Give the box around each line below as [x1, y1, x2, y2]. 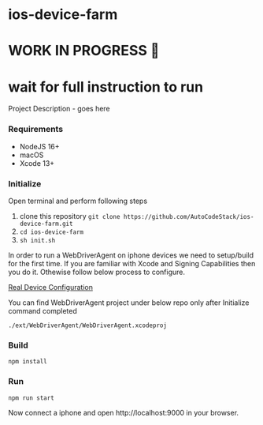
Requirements [8, 124, 64, 135]
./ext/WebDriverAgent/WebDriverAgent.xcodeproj [8, 322, 168, 329]
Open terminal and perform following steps [8, 196, 148, 205]
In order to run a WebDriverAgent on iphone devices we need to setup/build [8, 250, 254, 260]
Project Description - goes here [8, 104, 110, 114]
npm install [8, 358, 47, 366]
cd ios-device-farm [19, 228, 84, 236]
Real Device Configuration [8, 282, 93, 291]
